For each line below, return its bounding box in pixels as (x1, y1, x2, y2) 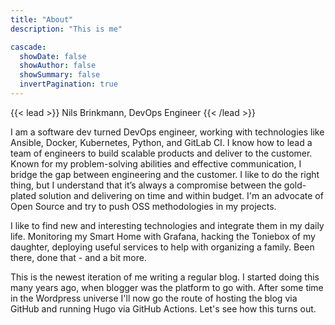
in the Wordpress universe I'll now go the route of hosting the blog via (10, 292, 298, 304)
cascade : (10, 42, 47, 52)
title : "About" (10, 14, 74, 25)
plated (10, 189, 37, 201)
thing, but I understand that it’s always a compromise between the (10, 179, 282, 191)
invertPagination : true (19, 79, 118, 90)
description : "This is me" (10, 24, 123, 34)
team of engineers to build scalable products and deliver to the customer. (10, 147, 313, 159)
